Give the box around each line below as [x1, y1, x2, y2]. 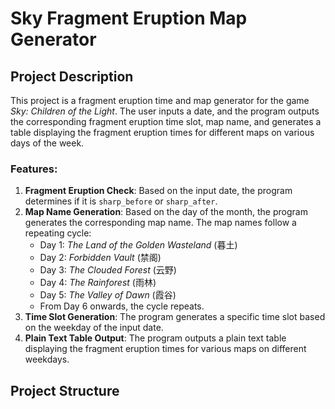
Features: [10, 162, 58, 176]
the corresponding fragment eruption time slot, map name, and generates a [10, 116, 322, 127]
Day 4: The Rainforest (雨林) [39, 277, 157, 289]
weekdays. [24, 353, 70, 366]
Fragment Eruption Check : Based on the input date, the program [24, 185, 293, 197]
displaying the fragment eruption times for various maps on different [24, 343, 307, 355]
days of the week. [10, 137, 85, 149]
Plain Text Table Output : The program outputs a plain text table [24, 332, 287, 344]
